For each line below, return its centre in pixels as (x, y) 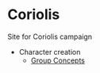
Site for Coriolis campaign (50, 36)
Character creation (50, 52)
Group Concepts (58, 60)
